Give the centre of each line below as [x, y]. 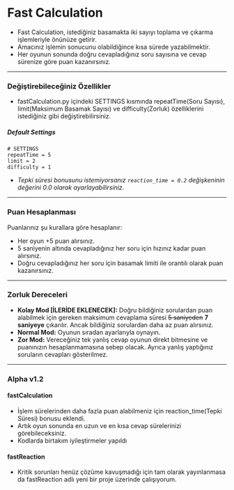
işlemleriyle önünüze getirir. [57, 39]
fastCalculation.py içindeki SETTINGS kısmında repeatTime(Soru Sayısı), [121, 102]
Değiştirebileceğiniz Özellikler [59, 86]
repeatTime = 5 [29, 155]
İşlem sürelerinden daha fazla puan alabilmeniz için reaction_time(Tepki [119, 411]
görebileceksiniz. [42, 433]
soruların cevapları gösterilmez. [62, 354]
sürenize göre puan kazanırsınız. [64, 61]
